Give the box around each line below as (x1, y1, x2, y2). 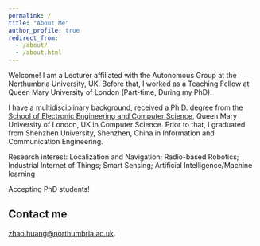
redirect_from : (8, 33, 59, 42)
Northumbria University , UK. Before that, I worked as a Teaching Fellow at (8, 79, 250, 88)
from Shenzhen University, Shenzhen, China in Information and (8, 128, 215, 138)
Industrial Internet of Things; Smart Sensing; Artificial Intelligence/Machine (8, 161, 253, 170)
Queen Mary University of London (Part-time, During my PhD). (8, 88, 212, 96)
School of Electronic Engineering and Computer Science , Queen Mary (8, 111, 237, 120)
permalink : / (8, 11, 52, 20)
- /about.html (15, 49, 62, 57)
